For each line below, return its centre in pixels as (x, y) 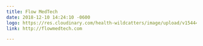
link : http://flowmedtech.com (44, 28)
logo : (13, 23)
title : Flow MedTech (32, 12)
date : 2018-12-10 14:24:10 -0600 (48, 17)
